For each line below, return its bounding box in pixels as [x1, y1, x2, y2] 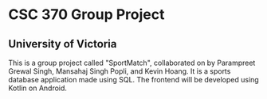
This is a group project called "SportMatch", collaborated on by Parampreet [8, 58, 256, 67]
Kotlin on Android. [8, 83, 68, 93]
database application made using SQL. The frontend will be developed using [8, 75, 259, 84]
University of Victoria [8, 37, 117, 51]
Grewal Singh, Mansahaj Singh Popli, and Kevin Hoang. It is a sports [8, 67, 231, 76]
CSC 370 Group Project [8, 6, 165, 24]
